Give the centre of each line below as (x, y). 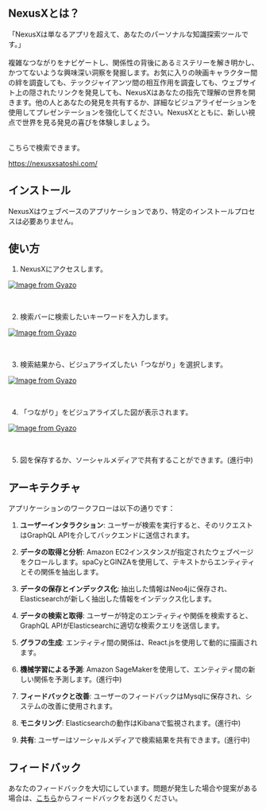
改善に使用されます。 (82, 707)
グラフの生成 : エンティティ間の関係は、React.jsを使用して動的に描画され (139, 643)
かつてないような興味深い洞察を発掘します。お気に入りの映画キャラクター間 (133, 72)
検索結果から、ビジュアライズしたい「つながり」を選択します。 (123, 364)
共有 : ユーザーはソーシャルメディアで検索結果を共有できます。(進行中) (135, 740)
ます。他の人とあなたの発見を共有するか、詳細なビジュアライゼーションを (136, 102)
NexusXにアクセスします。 (63, 269)
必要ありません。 (50, 221)
